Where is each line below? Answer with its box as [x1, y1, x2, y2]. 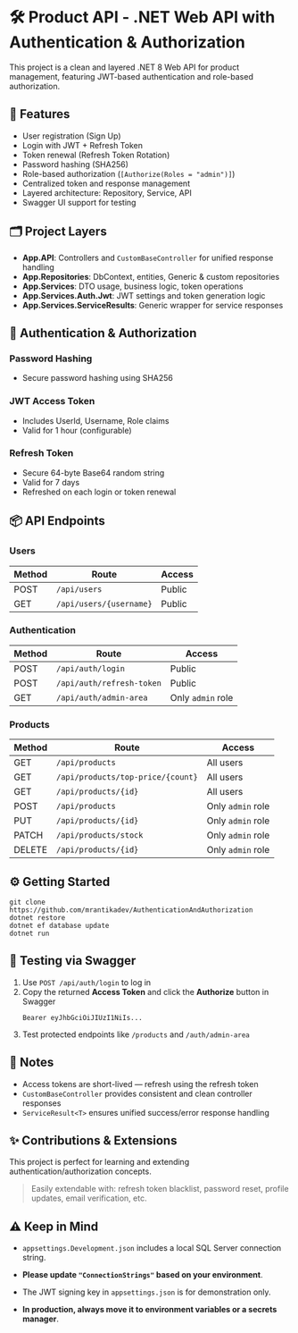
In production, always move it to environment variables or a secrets [21, 1304, 277, 1315]
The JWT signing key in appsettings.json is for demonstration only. [21, 1287, 271, 1297]
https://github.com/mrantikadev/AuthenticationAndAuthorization [9, 905, 253, 915]
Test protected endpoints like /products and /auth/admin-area [21, 1029, 250, 1040]
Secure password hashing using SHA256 [21, 373, 174, 384]
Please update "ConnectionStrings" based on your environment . [21, 1270, 263, 1280]
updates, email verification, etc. [30, 1193, 147, 1203]
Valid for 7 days [21, 477, 80, 487]
